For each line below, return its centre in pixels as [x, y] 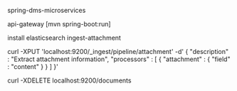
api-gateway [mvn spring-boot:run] [59, 24]
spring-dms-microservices [47, 10]
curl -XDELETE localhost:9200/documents [69, 80]
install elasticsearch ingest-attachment [64, 38]
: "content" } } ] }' [33, 66]
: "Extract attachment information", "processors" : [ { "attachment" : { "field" [119, 59]
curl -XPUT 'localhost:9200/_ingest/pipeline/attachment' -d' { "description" [118, 52]
